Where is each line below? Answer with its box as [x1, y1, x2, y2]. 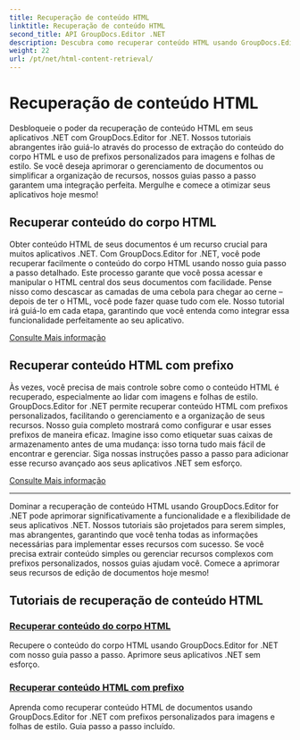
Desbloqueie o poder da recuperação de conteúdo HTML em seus [9, 122, 254, 133]
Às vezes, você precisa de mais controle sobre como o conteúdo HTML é [9, 382, 279, 392]
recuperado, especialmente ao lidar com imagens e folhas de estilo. [9, 391, 259, 402]
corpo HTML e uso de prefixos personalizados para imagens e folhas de [9, 151, 275, 162]
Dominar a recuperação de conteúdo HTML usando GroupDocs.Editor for [9, 500, 279, 511]
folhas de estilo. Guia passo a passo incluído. [9, 720, 176, 731]
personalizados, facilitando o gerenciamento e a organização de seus [9, 410, 265, 421]
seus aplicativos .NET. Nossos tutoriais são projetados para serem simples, [9, 519, 286, 530]
